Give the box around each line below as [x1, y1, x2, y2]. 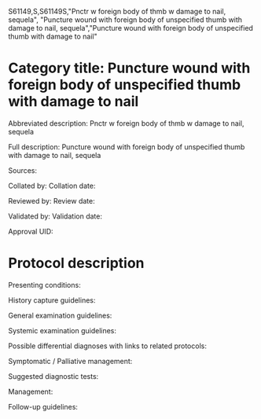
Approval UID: [8, 226, 53, 236]
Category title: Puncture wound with [8, 59, 251, 77]
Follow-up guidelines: [8, 402, 79, 411]
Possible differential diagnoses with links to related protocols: [8, 341, 207, 351]
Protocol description [8, 255, 145, 272]
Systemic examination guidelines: [8, 325, 116, 335]
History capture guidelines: [8, 295, 96, 305]
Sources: [8, 165, 38, 175]
